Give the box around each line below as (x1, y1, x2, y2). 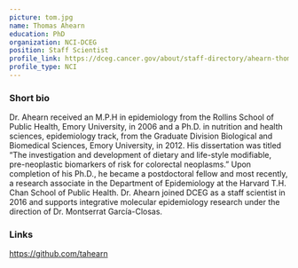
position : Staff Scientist (9, 46, 109, 55)
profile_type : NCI (9, 63, 77, 72)
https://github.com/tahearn (9, 248, 108, 259)
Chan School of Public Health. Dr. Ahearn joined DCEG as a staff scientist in (9, 187, 286, 198)
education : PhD (9, 29, 66, 38)
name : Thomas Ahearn (9, 21, 86, 30)
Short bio (9, 91, 51, 104)
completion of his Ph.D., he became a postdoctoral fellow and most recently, (9, 169, 288, 179)
